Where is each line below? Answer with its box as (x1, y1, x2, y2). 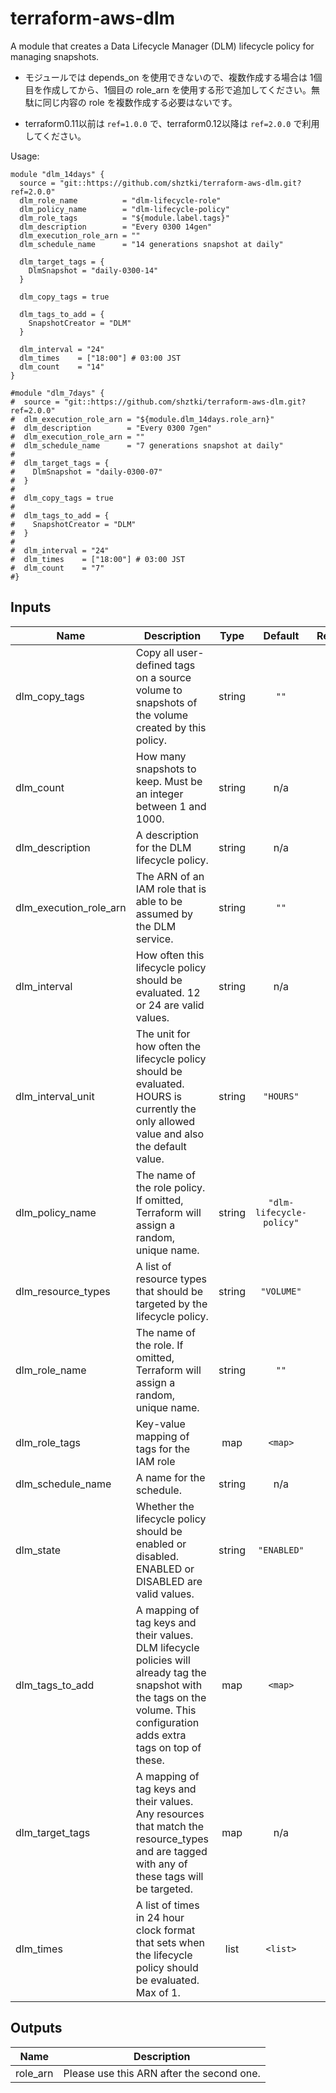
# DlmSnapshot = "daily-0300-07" (10, 467, 163, 477)
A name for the (135, 1470, 206, 1484)
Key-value (135, 1417, 186, 1431)
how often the (135, 1039, 202, 1053)
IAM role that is (135, 882, 207, 896)
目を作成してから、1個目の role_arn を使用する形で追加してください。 (24, 83, 312, 96)
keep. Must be (135, 774, 203, 788)
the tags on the (135, 1690, 207, 1704)
